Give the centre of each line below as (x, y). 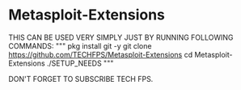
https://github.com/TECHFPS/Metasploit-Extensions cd (101, 54)
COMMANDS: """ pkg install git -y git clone (80, 45)
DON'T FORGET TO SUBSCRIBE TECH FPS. (81, 79)
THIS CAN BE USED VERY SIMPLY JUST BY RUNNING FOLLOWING (121, 37)
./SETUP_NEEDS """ (80, 63)
